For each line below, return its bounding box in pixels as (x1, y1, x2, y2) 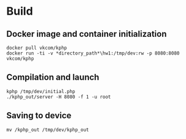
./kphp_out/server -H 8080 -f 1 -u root (6, 94, 112, 100)
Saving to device (6, 110, 72, 121)
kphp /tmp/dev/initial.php (6, 88, 76, 94)
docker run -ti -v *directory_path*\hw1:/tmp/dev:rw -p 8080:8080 (6, 50, 180, 56)
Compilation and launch (6, 72, 99, 83)
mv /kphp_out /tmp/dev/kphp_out (6, 127, 89, 133)
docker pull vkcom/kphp (6, 45, 68, 51)
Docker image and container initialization (6, 29, 167, 39)
